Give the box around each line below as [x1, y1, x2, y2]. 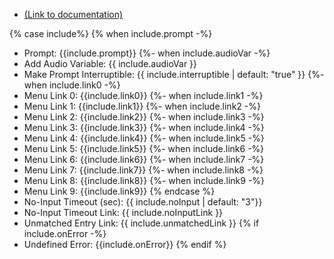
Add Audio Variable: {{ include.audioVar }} [23, 58, 198, 69]
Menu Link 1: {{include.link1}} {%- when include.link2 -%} [23, 100, 261, 112]
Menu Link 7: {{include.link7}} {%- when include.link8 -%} [23, 164, 264, 176]
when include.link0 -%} [23, 79, 121, 91]
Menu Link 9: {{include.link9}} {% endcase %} [23, 185, 216, 197]
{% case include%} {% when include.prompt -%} [9, 28, 213, 39]
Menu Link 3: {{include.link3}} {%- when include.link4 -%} [23, 122, 265, 133]
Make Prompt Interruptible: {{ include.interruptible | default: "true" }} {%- [23, 69, 325, 80]
